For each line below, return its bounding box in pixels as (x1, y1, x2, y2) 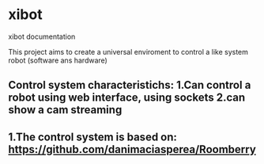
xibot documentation (8, 32, 76, 41)
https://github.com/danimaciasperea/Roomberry (8, 143, 257, 156)
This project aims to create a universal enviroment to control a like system (8, 47, 249, 56)
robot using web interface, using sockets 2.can (8, 91, 246, 105)
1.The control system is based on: (8, 130, 178, 143)
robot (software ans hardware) (8, 55, 108, 65)
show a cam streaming (8, 103, 123, 116)
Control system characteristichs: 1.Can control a (8, 78, 251, 92)
